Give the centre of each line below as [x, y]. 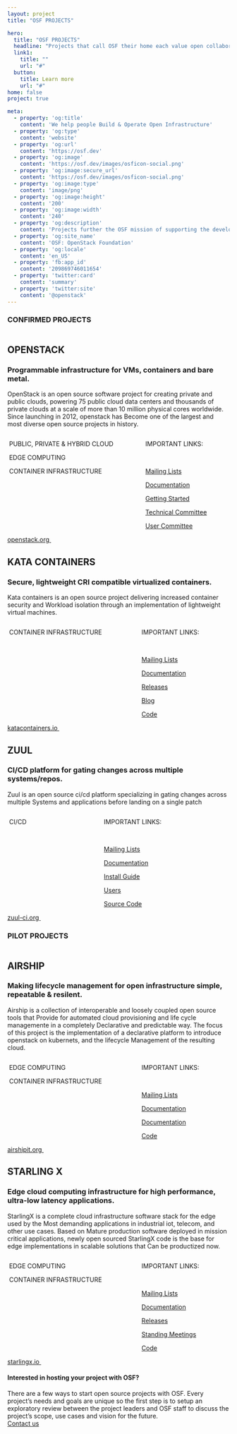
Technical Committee [176, 512]
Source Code [123, 903]
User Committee [169, 526]
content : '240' [42, 217]
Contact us [23, 1423]
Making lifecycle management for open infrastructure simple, [115, 986]
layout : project [31, 14]
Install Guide [122, 876]
